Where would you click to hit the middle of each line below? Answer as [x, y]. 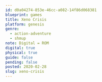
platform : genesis [25, 24]
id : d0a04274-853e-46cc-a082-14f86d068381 [51, 10]
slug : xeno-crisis [25, 72]
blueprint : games [24, 15]
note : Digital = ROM [27, 43]
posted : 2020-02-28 [26, 67]
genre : [12, 29]
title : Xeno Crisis [26, 19]
